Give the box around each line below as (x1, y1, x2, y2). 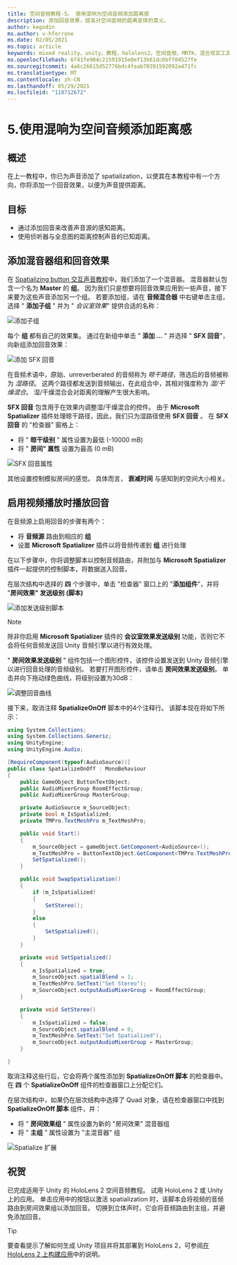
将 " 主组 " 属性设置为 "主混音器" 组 (17, 1128, 121, 1137)
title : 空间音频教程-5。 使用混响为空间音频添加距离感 (7, 10, 150, 18)
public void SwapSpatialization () (20, 876, 121, 883)
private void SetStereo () (20, 1006, 97, 1013)
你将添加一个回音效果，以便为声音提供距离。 (19, 181, 150, 189)
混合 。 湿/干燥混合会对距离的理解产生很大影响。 (13, 387, 154, 396)
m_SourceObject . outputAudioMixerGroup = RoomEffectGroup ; (32, 987, 207, 994)
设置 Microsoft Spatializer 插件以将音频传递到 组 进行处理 (17, 540, 187, 549)
